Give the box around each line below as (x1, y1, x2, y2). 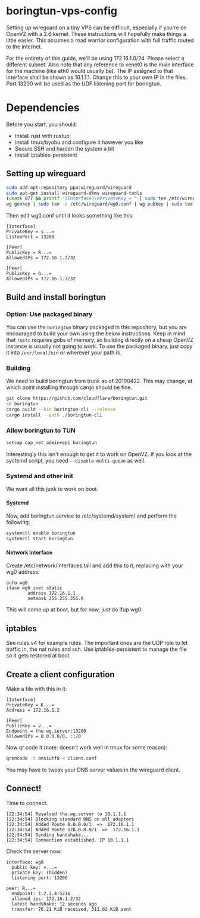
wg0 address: (6, 568, 40, 576)
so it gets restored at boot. (6, 652, 71, 659)
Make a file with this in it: (6, 685, 67, 692)
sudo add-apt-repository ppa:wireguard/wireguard (6, 184, 132, 191)
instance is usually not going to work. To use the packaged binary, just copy (6, 342, 193, 350)
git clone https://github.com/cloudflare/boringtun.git (6, 396, 148, 402)
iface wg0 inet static (6, 585, 62, 591)
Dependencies (6, 101, 80, 115)
